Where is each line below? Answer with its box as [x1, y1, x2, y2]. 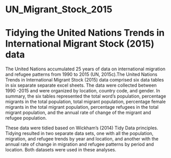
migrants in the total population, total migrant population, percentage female [5, 98, 166, 105]
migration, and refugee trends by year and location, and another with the [5, 136, 159, 142]
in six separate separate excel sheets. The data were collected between [5, 82, 157, 88]
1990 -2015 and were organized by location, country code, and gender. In [5, 88, 160, 94]
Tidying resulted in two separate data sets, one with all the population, [5, 130, 154, 136]
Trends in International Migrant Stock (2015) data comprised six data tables [5, 77, 164, 83]
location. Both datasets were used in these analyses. [5, 147, 117, 153]
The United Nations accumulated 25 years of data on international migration [5, 66, 165, 72]
